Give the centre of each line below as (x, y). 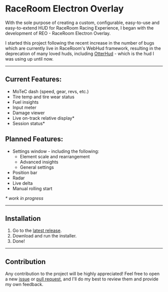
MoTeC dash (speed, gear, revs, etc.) (50, 91)
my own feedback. (24, 284)
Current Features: (33, 79)
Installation (23, 218)
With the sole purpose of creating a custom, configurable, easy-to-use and (82, 23)
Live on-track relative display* (43, 118)
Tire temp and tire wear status (43, 97)
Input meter (24, 107)
